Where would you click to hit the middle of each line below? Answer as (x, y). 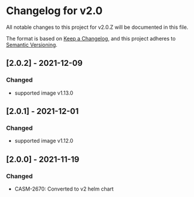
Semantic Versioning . (32, 45)
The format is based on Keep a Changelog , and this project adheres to (91, 38)
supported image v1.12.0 (44, 141)
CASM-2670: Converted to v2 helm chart (64, 189)
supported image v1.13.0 (44, 93)
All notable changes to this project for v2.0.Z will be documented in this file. (97, 27)
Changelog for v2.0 (54, 11)
